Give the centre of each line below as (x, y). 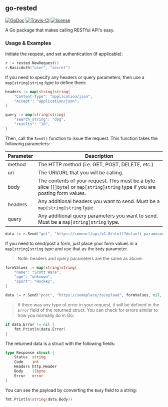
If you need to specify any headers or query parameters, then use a (75, 77)
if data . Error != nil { (30, 324)
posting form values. (62, 193)
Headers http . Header (35, 367)
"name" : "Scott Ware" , (38, 272)
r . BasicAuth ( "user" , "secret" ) (38, 68)
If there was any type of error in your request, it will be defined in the (88, 304)
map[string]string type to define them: (46, 83)
